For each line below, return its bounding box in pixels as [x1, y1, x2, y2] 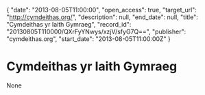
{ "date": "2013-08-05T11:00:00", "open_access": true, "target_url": [6, 6, 197, 14]
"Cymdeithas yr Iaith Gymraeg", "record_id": [6, 21, 132, 28]
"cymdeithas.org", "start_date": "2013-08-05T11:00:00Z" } [6, 35, 171, 43]
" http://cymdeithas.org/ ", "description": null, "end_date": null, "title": [6, 13, 198, 21]
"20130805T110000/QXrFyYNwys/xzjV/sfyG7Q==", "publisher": [6, 27, 186, 36]
